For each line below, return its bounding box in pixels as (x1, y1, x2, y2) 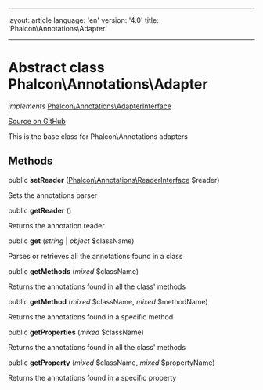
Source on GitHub (8, 116, 67, 126)
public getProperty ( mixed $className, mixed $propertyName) (8, 358, 215, 367)
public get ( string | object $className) (8, 236, 135, 246)
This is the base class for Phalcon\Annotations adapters (8, 131, 188, 141)
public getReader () (8, 206, 72, 215)
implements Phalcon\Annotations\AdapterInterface (8, 101, 172, 111)
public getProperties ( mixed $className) (8, 327, 145, 337)
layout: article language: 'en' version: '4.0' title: (8, 16, 159, 24)
